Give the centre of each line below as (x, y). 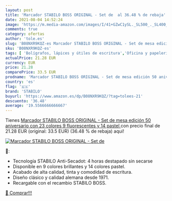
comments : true (21, 29)
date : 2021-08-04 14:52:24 (34, 20)
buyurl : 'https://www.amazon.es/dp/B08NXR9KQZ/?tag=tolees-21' (74, 96)
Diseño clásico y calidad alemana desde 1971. (61, 177)
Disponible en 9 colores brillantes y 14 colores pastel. (69, 167)
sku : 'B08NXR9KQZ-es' (28, 48)
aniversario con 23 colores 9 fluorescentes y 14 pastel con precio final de (83, 126)
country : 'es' (20, 82)
